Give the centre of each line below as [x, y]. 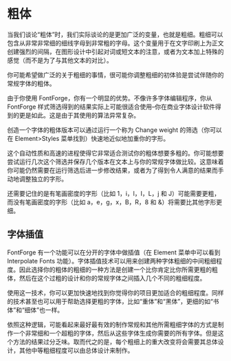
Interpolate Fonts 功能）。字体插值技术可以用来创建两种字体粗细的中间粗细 [112, 261]
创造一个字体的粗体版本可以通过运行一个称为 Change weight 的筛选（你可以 [114, 130]
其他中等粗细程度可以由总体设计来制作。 [76, 350]
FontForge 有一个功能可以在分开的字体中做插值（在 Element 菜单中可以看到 [114, 252]
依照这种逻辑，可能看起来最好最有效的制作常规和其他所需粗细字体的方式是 [112, 325]
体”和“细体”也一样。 [35, 309]
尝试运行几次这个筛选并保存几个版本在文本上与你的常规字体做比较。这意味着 [115, 162]
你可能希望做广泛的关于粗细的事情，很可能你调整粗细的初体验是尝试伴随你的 [115, 75]
